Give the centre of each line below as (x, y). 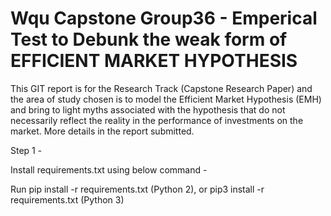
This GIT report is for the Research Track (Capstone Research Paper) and (161, 88)
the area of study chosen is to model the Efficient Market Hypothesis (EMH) (166, 99)
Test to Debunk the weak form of (149, 39)
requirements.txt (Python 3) (67, 199)
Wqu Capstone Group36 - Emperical (164, 18)
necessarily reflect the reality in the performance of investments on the (157, 120)
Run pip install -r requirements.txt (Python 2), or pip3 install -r (137, 189)
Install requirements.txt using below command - (109, 169)
